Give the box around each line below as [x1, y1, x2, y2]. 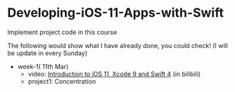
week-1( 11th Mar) [17, 62, 69, 70]
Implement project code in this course [7, 28, 118, 36]
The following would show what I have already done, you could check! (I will [7, 41, 229, 49]
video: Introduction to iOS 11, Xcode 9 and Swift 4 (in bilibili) [27, 70, 201, 78]
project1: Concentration [27, 77, 96, 85]
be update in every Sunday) [7, 49, 88, 57]
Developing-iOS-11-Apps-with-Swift [7, 5, 224, 21]
